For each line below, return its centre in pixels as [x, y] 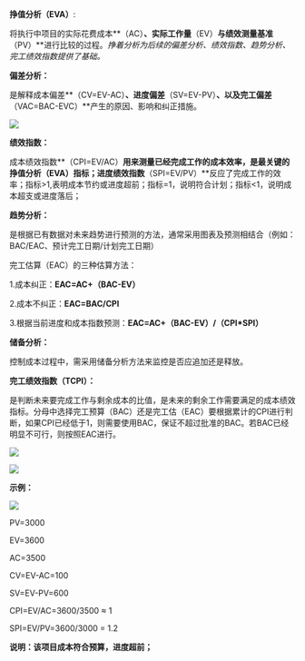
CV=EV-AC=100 [39, 575]
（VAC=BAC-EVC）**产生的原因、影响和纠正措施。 [106, 106]
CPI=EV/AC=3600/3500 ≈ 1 [61, 611]
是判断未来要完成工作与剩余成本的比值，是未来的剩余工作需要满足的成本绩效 [152, 400]
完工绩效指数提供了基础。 [57, 56]
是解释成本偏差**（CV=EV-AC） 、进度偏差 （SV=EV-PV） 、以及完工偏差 [141, 95]
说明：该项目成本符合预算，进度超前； [81, 647]
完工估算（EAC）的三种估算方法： [73, 265]
